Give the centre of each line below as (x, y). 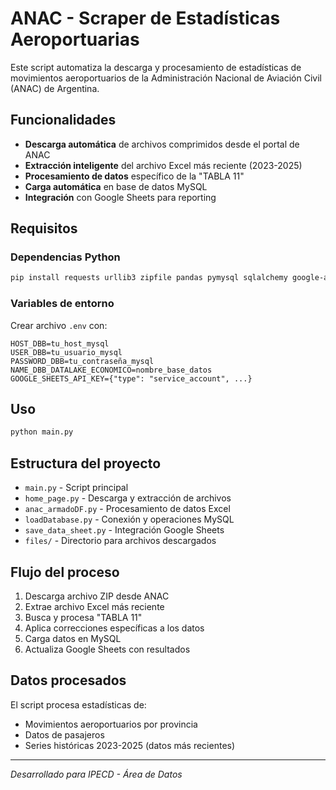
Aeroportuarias (75, 39)
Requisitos (44, 228)
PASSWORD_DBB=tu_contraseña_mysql (82, 361)
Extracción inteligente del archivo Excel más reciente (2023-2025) (163, 165)
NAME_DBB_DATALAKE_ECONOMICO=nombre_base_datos (111, 370)
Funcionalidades (63, 120)
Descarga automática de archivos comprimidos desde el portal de (162, 144)
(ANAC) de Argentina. (55, 88)
